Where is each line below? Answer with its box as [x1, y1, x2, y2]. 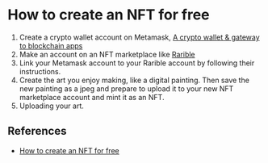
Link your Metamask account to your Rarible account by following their [19, 58, 255, 68]
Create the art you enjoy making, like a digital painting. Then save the [19, 75, 249, 85]
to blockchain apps [19, 40, 83, 50]
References [7, 124, 67, 138]
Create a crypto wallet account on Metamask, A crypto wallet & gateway [19, 32, 260, 42]
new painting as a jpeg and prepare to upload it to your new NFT [19, 83, 234, 94]
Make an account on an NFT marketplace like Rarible [19, 49, 195, 59]
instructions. [19, 66, 61, 76]
